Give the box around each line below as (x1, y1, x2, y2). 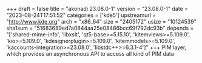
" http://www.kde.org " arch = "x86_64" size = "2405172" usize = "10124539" (6, 18, 197, 25)
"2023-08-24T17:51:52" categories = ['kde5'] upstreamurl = (6, 12, 157, 19)
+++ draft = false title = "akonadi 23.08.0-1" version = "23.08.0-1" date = (6, 5, 189, 12)
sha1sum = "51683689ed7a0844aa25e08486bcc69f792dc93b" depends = (6, 24, 194, 31)
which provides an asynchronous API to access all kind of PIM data (6, 50, 174, 57)
